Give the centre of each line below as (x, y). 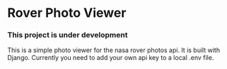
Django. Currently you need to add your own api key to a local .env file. (111, 58)
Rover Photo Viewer (67, 13)
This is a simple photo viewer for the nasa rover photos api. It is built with (114, 50)
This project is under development (68, 35)
